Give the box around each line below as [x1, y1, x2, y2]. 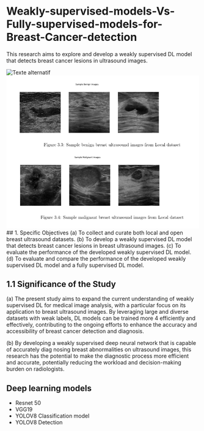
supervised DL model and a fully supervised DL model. [6, 261, 145, 269]
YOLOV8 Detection [15, 419, 63, 426]
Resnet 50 [15, 399, 42, 407]
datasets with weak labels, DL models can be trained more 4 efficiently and [6, 314, 196, 322]
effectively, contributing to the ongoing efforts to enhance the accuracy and [6, 321, 197, 328]
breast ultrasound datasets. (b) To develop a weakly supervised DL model [6, 235, 192, 242]
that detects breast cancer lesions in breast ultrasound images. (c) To [6, 242, 181, 249]
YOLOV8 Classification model [15, 412, 90, 419]
